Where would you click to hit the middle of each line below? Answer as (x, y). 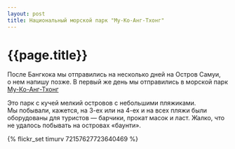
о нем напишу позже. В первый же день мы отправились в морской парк (117, 82)
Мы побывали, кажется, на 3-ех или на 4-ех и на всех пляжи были (107, 110)
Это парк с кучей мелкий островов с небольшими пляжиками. (102, 103)
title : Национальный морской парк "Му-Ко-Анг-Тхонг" (86, 20)
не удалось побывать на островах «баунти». (74, 125)
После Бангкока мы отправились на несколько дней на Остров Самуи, (114, 74)
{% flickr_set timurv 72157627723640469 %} (73, 139)
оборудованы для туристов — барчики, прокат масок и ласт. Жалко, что (116, 118)
